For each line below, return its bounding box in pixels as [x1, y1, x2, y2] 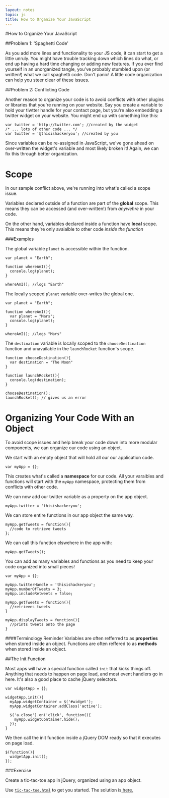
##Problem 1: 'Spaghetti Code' [5, 40, 69, 46]
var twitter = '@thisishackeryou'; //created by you [5, 131, 118, 136]
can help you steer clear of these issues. [5, 77, 90, 83]
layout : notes [5, 7, 35, 13]
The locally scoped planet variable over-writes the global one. [5, 291, 134, 297]
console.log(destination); [10, 378, 66, 383]
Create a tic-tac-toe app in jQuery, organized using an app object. [5, 777, 142, 783]
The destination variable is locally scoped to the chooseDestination [5, 340, 146, 346]
